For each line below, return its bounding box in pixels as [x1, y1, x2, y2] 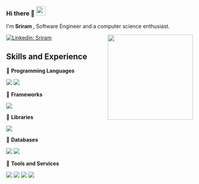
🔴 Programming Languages [6, 67, 75, 74]
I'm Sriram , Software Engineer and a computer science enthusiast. [6, 23, 170, 30]
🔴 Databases [6, 137, 38, 144]
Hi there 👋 [6, 9, 36, 17]
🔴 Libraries [6, 113, 34, 121]
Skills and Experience [6, 51, 88, 62]
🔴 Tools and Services [6, 160, 59, 167]
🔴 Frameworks [6, 91, 43, 98]
